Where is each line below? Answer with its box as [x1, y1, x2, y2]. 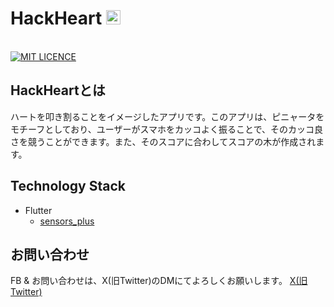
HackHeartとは [10, 82, 106, 99]
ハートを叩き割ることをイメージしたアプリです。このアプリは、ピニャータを [10, 110, 325, 122]
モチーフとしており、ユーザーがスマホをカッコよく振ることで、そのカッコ [10, 123, 315, 135]
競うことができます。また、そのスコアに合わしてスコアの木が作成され [27, 135, 317, 147]
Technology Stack [10, 178, 126, 195]
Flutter [24, 204, 53, 216]
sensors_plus [39, 215, 95, 227]
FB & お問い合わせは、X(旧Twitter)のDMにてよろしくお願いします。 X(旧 [10, 275, 308, 287]
